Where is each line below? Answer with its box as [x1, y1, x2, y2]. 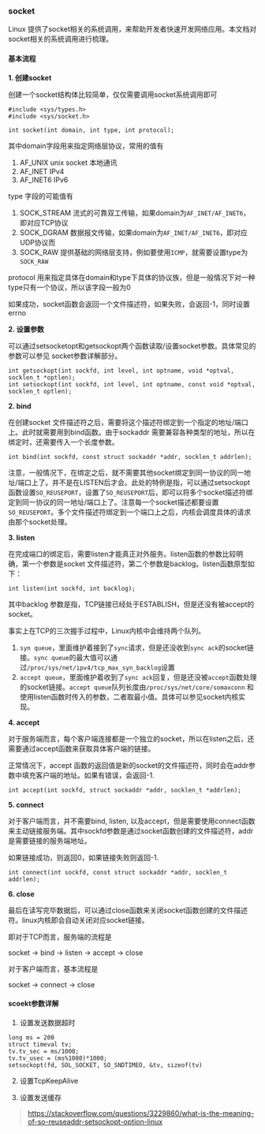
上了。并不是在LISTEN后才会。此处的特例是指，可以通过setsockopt [31, 477, 251, 487]
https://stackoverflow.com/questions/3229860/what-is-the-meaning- [27, 1108, 255, 1117]
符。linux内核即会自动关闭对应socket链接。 [8, 915, 149, 924]
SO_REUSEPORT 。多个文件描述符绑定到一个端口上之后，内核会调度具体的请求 [8, 507, 251, 517]
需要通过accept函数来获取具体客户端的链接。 [8, 744, 155, 753]
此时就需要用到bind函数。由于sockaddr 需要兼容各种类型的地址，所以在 [21, 427, 256, 437]
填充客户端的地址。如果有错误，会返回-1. [21, 770, 155, 780]
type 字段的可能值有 [8, 191, 73, 200]
